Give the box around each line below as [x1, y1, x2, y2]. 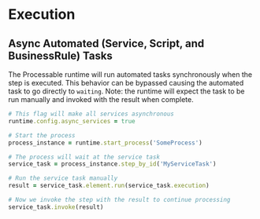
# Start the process [8, 131, 76, 139]
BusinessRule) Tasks [8, 49, 113, 62]
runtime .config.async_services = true [8, 117, 136, 125]
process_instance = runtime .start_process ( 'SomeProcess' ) [8, 139, 202, 147]
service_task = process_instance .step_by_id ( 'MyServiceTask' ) [8, 160, 217, 168]
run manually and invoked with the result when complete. [8, 95, 195, 104]
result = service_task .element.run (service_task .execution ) [8, 182, 210, 190]
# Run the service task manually [8, 174, 118, 182]
